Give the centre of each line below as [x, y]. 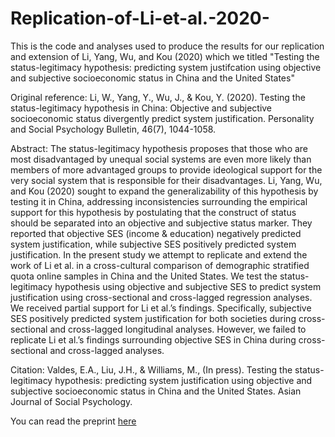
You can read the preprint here [73, 421]
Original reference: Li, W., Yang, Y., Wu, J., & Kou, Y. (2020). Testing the [158, 97]
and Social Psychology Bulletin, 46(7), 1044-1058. [113, 129]
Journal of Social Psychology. [71, 401]
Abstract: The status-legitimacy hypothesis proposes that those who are [159, 148]
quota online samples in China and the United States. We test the [144, 276]
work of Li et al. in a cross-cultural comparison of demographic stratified [160, 265]
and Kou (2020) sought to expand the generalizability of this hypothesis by [164, 191]
